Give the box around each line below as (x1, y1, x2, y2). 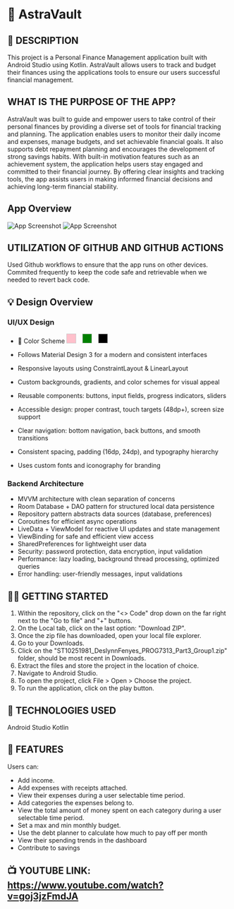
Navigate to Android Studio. (17, 669, 99, 678)
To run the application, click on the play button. (17, 684, 155, 692)
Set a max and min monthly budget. (17, 821, 121, 829)
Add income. (17, 776, 55, 784)
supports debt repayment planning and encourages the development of (7, 145, 215, 153)
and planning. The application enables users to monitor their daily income (7, 130, 221, 138)
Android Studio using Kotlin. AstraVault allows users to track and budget (7, 61, 216, 69)
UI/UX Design (7, 317, 55, 327)
